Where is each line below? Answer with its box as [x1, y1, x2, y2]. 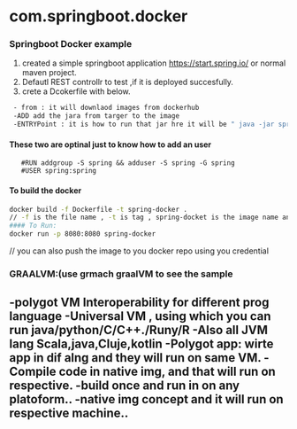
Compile [9, 364, 57, 379]
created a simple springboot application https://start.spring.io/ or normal [21, 58, 286, 68]
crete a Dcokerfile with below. [21, 86, 131, 97]
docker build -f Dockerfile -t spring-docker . [9, 205, 188, 214]
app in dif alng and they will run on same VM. [9, 350, 262, 365]
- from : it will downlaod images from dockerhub [12, 104, 200, 113]
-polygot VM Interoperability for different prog [9, 295, 270, 310]
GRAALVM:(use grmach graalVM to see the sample [9, 268, 233, 280]
